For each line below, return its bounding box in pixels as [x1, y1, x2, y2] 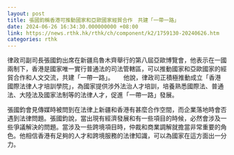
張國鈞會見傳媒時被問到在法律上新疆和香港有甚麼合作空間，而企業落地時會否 [7, 106, 227, 114]
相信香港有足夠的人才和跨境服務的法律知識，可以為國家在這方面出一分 [25, 131, 227, 140]
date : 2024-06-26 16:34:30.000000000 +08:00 [7, 23, 139, 30]
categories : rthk [7, 36, 58, 43]
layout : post [7, 10, 45, 17]
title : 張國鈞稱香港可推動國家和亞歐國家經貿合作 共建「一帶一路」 [7, 17, 180, 24]
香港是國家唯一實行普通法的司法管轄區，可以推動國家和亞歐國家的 [31, 65, 221, 73]
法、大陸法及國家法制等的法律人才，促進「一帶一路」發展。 [7, 91, 178, 99]
